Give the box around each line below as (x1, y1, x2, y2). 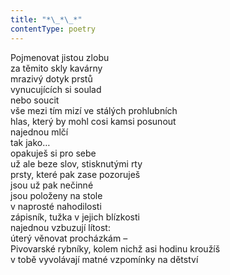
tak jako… (10, 136, 51, 148)
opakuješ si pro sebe (10, 147, 97, 159)
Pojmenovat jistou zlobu (10, 51, 110, 63)
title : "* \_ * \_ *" (10, 14, 83, 25)
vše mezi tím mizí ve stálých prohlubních (10, 104, 178, 116)
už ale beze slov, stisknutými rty (10, 157, 143, 170)
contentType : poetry (10, 24, 97, 34)
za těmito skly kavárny (10, 62, 103, 74)
